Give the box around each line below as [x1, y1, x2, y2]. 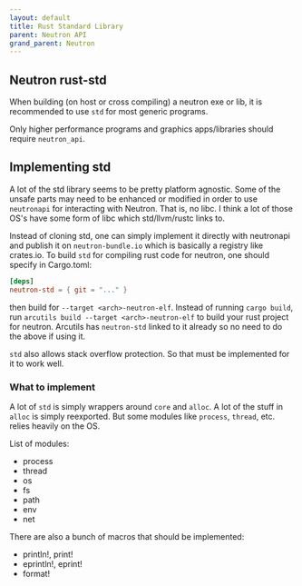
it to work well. [9, 358, 64, 369]
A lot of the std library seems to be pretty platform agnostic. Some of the [9, 184, 281, 194]
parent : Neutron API [9, 30, 88, 39]
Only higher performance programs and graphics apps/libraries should [9, 124, 274, 134]
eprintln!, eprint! [22, 558, 83, 569]
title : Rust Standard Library [9, 22, 124, 31]
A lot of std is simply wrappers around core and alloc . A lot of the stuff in [9, 401, 284, 412]
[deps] [9, 276, 34, 286]
